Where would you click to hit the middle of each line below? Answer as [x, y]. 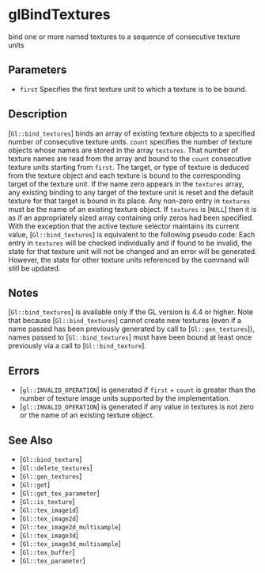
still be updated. [34, 268]
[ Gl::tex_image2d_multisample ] [70, 527]
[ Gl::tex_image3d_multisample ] [70, 544]
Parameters [38, 70]
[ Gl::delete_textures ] [56, 467]
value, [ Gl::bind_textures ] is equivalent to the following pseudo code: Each [132, 234]
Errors [24, 371]
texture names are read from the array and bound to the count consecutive [130, 158]
